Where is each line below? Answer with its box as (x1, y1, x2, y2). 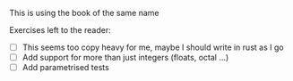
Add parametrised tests (22, 62, 109, 73)
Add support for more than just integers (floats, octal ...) (22, 53, 229, 63)
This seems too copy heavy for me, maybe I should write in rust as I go (22, 42, 284, 53)
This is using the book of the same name (9, 8, 159, 18)
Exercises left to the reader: (9, 25, 111, 35)
